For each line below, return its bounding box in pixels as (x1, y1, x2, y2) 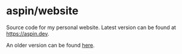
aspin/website (6, 4, 79, 18)
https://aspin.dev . (6, 30, 50, 37)
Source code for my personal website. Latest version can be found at (6, 24, 176, 31)
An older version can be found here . (6, 42, 95, 49)
